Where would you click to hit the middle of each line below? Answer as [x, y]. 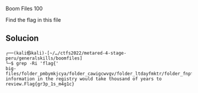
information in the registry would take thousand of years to [84, 79]
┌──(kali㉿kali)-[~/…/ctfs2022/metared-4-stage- [66, 53]
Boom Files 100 [24, 9]
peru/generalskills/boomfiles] [44, 58]
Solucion [22, 39]
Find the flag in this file [33, 20]
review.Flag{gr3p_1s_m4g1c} [40, 84]
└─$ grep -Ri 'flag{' [32, 63]
